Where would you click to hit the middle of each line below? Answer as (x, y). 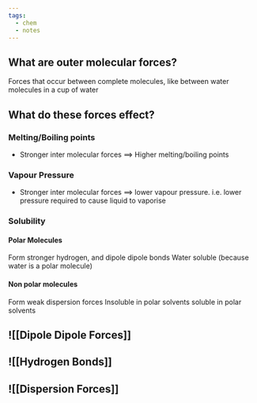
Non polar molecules (43, 284)
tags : (17, 15)
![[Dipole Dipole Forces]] (70, 335)
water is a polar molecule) (51, 266)
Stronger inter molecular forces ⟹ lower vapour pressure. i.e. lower (130, 192)
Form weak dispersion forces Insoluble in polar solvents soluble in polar (125, 302)
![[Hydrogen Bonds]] (60, 362)
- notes (28, 30)
